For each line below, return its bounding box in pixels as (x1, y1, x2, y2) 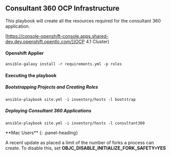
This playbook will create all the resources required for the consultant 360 (5, 17, 161, 24)
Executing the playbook (5, 72, 57, 78)
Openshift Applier (5, 50, 44, 56)
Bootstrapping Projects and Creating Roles (5, 84, 99, 90)
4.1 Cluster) (86, 38, 110, 44)
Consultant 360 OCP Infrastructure (5, 4, 120, 13)
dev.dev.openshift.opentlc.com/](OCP (5, 38, 85, 44)
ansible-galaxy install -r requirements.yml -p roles (5, 61, 123, 67)
